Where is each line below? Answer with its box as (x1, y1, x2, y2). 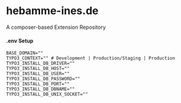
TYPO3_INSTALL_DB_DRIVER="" (6, 61, 75, 67)
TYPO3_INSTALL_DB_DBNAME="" (6, 87, 75, 92)
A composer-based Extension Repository (6, 24, 106, 31)
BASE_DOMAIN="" (6, 50, 44, 57)
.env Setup (6, 37, 34, 44)
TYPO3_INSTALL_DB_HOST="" (6, 66, 70, 72)
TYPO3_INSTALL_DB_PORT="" (6, 81, 70, 87)
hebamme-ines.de (6, 4, 99, 18)
